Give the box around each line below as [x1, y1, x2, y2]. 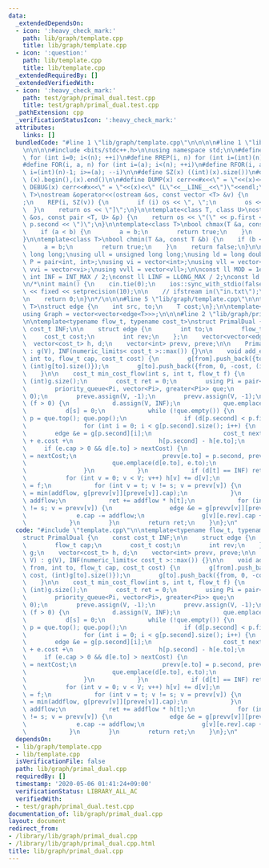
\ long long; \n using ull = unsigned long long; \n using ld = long [22, 250, 246, 258]
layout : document [8, 817, 66, 825]
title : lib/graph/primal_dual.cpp [8, 847, 124, 855]
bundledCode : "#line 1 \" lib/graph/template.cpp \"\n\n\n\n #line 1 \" [15, 138, 252, 147]
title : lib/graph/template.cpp [22, 42, 127, 50]
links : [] [22, 131, 56, 139]
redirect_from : [8, 825, 59, 833]
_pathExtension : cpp [15, 109, 84, 117]
